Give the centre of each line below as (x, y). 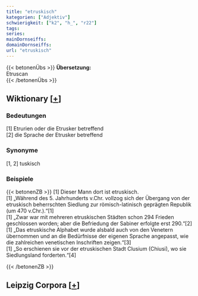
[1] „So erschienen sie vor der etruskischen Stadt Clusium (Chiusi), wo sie (96, 249)
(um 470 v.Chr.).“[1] (30, 211)
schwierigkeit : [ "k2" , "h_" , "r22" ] (51, 23)
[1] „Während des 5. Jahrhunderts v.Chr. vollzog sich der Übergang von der (98, 198)
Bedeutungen (26, 116)
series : (16, 34)
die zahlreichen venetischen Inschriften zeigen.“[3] (69, 242)
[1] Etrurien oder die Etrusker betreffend (55, 129)
